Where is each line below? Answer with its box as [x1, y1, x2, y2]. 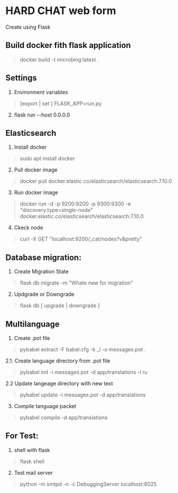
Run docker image [13, 189, 59, 196]
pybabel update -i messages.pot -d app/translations [19, 391, 146, 398]
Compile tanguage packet [13, 403, 77, 409]
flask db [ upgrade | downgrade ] [19, 302, 100, 309]
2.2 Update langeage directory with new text [5, 380, 114, 387]
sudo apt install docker [19, 155, 76, 162]
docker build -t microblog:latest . [19, 56, 99, 63]
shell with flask [13, 446, 50, 453]
